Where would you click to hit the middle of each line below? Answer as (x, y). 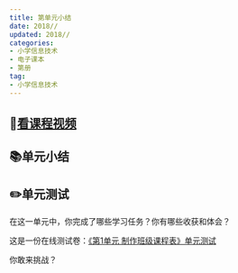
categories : (32, 43)
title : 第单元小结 (41, 18)
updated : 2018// (40, 34)
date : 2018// (34, 26)
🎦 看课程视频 (43, 124)
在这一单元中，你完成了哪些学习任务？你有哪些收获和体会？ (120, 222)
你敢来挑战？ (33, 260)
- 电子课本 (27, 59)
